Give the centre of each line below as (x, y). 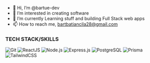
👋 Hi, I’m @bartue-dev (36, 8)
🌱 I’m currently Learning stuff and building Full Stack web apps (79, 18)
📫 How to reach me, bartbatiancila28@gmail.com (65, 24)
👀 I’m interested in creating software (51, 13)
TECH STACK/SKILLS (32, 39)
